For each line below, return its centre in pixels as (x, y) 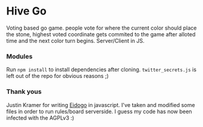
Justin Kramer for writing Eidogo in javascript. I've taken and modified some (101, 105)
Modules (20, 56)
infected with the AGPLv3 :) (40, 118)
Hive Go (27, 11)
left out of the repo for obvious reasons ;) (57, 76)
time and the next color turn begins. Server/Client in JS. (76, 41)
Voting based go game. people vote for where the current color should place (101, 28)
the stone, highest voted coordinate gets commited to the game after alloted (101, 34)
